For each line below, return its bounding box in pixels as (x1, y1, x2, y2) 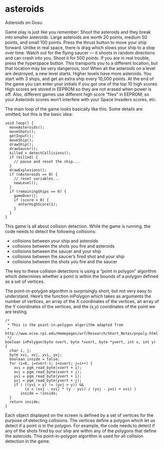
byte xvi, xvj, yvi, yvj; (9, 352, 62, 357)
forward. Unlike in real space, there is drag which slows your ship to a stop (5, 44, 155, 50)
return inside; (9, 399, 41, 404)
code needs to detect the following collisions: (5, 228, 97, 234)
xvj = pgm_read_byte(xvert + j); (14, 369, 82, 374)
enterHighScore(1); (18, 202, 58, 207)
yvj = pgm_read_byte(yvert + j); (14, 378, 82, 383)
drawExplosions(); (9, 168, 47, 172)
